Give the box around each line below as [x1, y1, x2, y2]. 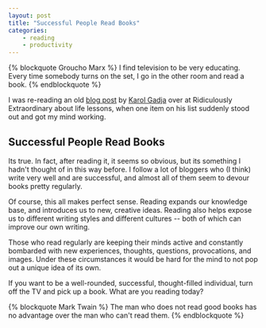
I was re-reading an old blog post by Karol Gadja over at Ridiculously [8, 95, 233, 105]
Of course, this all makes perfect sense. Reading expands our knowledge [8, 196, 248, 206]
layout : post [8, 11, 52, 20]
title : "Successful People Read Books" [8, 19, 141, 27]
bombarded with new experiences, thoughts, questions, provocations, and [8, 245, 252, 255]
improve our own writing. [8, 222, 90, 231]
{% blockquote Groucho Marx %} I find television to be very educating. [8, 63, 241, 72]
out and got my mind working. [8, 112, 106, 122]
